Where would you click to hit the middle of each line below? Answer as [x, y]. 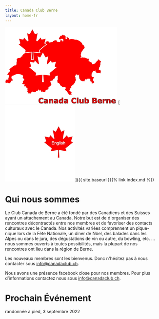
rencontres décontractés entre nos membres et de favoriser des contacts [79, 223]
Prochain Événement [48, 298]
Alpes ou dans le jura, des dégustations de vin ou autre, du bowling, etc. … [80, 239]
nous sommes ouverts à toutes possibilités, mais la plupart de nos [71, 244]
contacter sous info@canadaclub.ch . [42, 264]
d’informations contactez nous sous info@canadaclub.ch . [63, 279]
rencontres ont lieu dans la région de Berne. [49, 249]
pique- [143, 228]
